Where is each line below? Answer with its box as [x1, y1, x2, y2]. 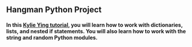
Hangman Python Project [6, 5, 102, 15]
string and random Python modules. [6, 34, 98, 41]
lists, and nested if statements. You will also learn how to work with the [6, 27, 187, 35]
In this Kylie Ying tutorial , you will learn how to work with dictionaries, [6, 21, 183, 29]
